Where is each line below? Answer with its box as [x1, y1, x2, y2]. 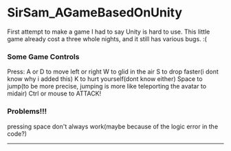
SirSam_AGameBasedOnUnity [7, 5, 183, 21]
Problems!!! [7, 106, 47, 116]
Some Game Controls [7, 51, 80, 61]
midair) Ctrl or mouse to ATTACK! [7, 89, 102, 97]
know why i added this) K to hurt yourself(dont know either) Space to [7, 75, 203, 83]
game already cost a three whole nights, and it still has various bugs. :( [7, 34, 208, 43]
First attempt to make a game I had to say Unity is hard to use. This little [7, 27, 210, 36]
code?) [7, 129, 27, 138]
